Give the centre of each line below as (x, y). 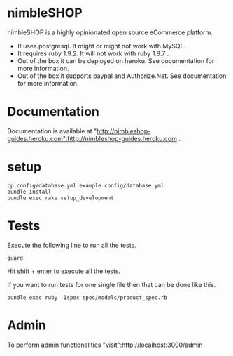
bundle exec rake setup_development (61, 198)
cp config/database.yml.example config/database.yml (86, 185)
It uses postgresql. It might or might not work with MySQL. (101, 46)
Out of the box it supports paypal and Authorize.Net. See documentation (122, 76)
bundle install (29, 192)
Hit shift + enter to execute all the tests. (64, 271)
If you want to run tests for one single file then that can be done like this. (112, 284)
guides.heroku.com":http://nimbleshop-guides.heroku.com (92, 138)
